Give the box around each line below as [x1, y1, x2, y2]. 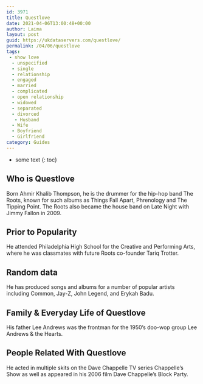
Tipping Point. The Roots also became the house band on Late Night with [6, 202, 190, 210]
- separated [12, 105, 43, 112]
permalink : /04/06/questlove [6, 43, 80, 49]
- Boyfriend [12, 128, 43, 134]
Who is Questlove [6, 174, 75, 184]
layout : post [6, 32, 40, 38]
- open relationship [12, 94, 64, 100]
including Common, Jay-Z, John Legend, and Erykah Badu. [6, 290, 154, 297]
